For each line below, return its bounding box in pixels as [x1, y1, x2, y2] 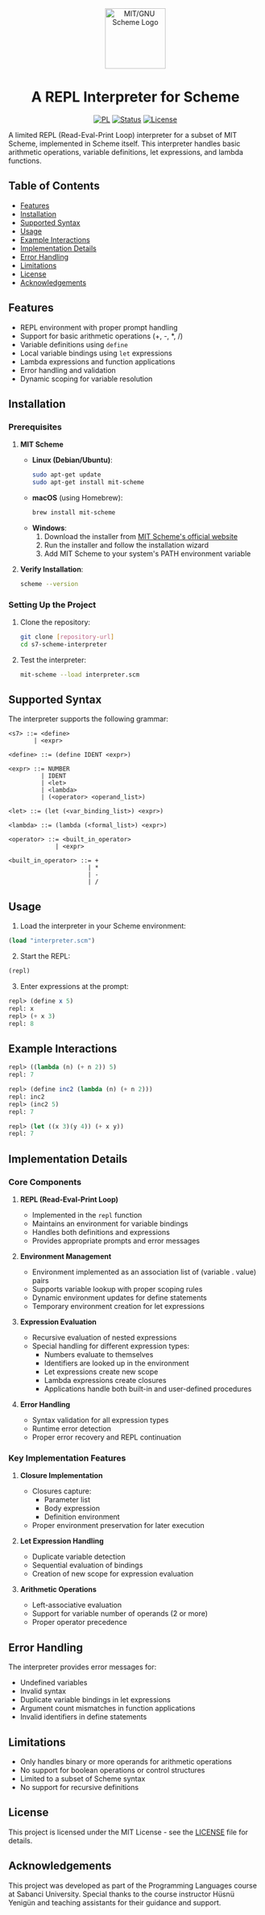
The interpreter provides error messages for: [8, 1662, 157, 1672]
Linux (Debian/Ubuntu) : [31, 455, 113, 465]
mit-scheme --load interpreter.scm [19, 671, 140, 679]
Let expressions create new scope [43, 1367, 159, 1377]
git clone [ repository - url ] [19, 633, 114, 642]
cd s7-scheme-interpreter [19, 640, 107, 648]
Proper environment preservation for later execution [31, 1521, 205, 1531]
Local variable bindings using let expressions [19, 348, 172, 358]
